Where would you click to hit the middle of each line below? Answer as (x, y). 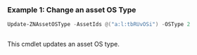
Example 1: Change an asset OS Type (72, 10)
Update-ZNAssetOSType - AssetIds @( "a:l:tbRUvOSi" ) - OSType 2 (99, 25)
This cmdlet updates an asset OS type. (63, 44)
